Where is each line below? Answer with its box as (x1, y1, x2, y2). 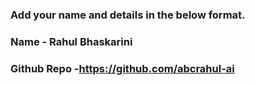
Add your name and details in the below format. (10, 8, 246, 22)
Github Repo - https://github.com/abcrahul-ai (10, 61, 235, 75)
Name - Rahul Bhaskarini (10, 34, 133, 48)
